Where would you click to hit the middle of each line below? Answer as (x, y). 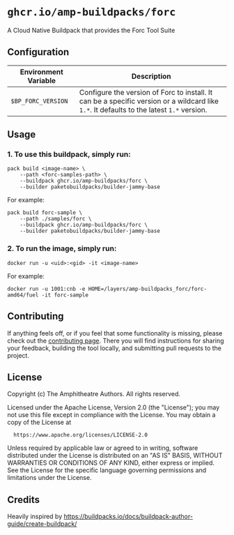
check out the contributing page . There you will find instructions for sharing (116, 340)
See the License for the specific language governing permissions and (107, 470)
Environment (42, 72)
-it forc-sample (65, 295)
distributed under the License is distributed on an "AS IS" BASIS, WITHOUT (115, 455)
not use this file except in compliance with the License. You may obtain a (111, 415)
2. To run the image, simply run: (62, 248)
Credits (24, 500)
